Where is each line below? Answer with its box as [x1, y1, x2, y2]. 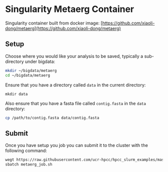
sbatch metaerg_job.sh [5, 162, 52, 167]
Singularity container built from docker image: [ [5, 20, 102, 26]
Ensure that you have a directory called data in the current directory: [5, 81, 146, 88]
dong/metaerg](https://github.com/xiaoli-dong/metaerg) [5, 25, 121, 31]
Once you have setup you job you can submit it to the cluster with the [5, 142, 148, 148]
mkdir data [5, 91, 28, 96]
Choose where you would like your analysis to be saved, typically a [5, 53, 143, 59]
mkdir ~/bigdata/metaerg [5, 68, 57, 73]
